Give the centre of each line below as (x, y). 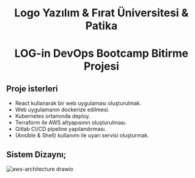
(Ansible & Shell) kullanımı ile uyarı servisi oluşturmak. (82, 136)
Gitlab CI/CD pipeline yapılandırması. (61, 129)
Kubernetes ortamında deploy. (53, 116)
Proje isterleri (32, 89)
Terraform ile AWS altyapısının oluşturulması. (71, 123)
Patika (101, 26)
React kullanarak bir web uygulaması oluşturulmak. (78, 104)
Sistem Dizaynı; (36, 154)
